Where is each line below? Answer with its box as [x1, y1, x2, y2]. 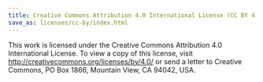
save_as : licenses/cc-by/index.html [8, 19, 128, 27]
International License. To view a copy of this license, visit [8, 48, 193, 58]
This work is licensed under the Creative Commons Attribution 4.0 [8, 40, 223, 49]
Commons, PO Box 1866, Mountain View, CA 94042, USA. [8, 65, 196, 74]
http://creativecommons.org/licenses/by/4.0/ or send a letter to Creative [8, 56, 243, 66]
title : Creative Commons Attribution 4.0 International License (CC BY [8, 11, 248, 20]
